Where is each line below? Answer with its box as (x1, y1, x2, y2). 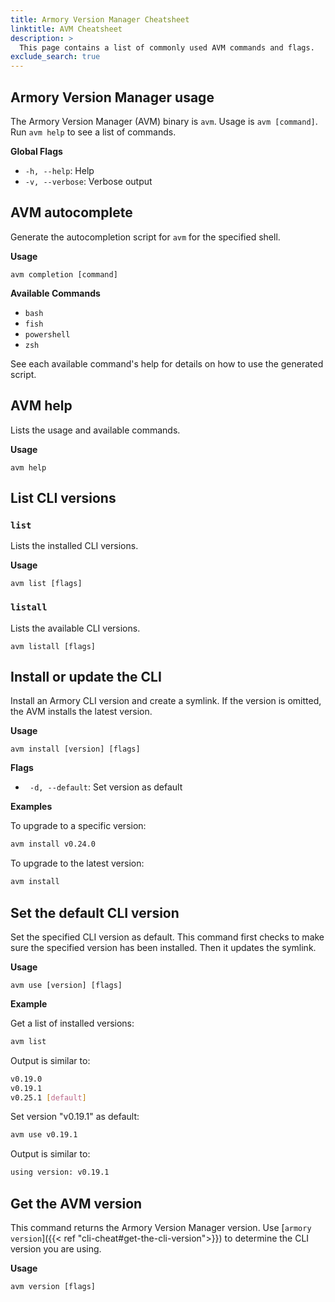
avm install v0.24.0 (10, 839, 97, 850)
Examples (10, 801, 53, 813)
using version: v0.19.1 (10, 1167, 110, 1178)
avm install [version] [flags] (10, 744, 141, 755)
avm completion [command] (10, 269, 118, 280)
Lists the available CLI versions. (10, 622, 141, 634)
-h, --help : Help (24, 164, 95, 176)
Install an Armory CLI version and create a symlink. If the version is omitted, (10, 695, 322, 707)
